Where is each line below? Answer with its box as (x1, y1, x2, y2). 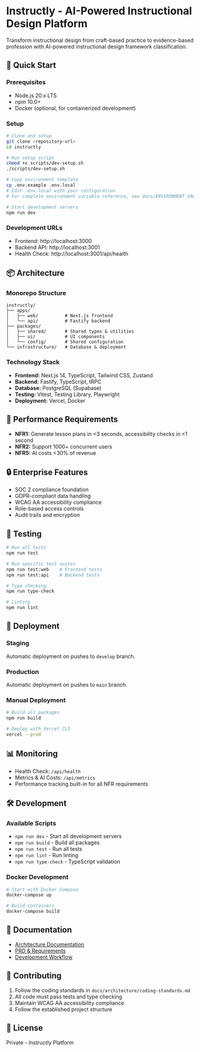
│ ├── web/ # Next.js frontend (6, 313, 113, 319)
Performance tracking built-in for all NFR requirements (14, 780, 149, 788)
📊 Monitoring (6, 749, 58, 759)
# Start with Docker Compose (6, 887, 79, 893)
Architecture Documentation (14, 940, 85, 948)
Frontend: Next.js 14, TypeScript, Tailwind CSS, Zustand (14, 371, 153, 379)
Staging (6, 639, 30, 647)
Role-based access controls (14, 505, 84, 512)
